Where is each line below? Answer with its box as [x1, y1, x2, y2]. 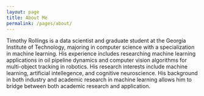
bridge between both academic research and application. [6, 83, 151, 90]
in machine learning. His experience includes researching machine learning [6, 50, 196, 57]
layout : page [6, 9, 40, 15]
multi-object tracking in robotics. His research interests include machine [6, 63, 188, 70]
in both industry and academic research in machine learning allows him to [6, 76, 192, 83]
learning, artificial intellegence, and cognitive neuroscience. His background [6, 70, 198, 77]
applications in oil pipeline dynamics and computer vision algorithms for [6, 56, 188, 64]
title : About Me [6, 15, 48, 21]
